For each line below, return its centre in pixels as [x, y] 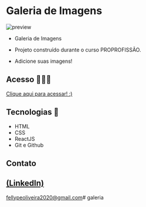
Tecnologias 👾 [33, 112]
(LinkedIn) [25, 183]
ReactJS [25, 138]
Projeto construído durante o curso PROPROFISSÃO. [78, 50]
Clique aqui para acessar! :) [39, 94]
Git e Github [29, 145]
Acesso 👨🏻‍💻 [29, 79]
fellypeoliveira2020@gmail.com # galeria [55, 197]
